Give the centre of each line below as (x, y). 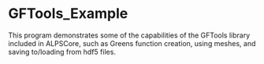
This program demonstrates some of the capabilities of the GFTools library (129, 35)
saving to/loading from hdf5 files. (62, 52)
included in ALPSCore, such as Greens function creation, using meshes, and (132, 43)
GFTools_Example (68, 14)
